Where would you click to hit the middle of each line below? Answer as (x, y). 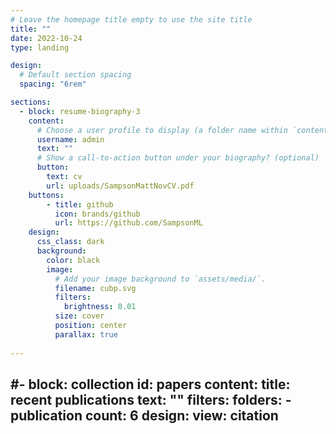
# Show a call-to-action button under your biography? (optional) (178, 158)
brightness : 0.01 (100, 307)
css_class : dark (70, 242)
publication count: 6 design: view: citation (144, 415)
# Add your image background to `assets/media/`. (160, 279)
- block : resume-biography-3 (80, 111)
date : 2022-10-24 (46, 38)
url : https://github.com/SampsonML (128, 223)
